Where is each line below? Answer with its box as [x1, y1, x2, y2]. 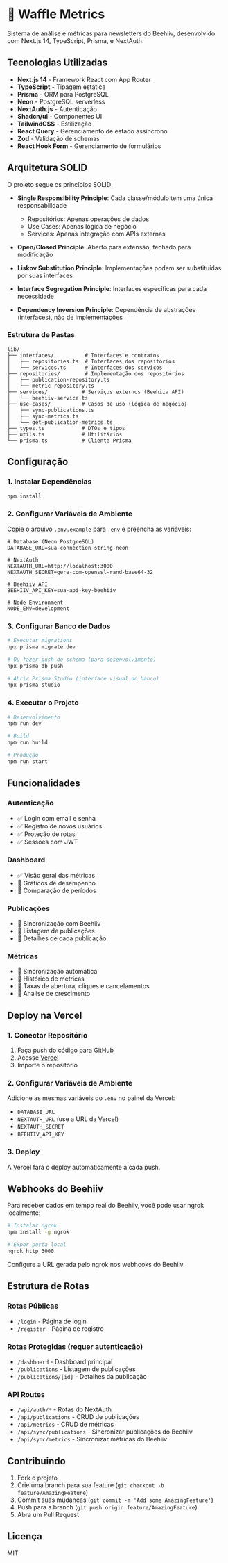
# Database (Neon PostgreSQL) [7, 538, 95, 545]
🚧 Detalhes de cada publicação [17, 934, 107, 942]
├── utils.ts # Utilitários [7, 431, 123, 438]
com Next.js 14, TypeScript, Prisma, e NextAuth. [7, 36, 144, 44]
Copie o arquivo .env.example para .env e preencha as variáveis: [7, 525, 192, 533]
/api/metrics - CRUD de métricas [17, 1421, 114, 1429]
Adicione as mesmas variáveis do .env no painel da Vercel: [7, 1094, 175, 1102]
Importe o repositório [17, 1061, 78, 1070]
